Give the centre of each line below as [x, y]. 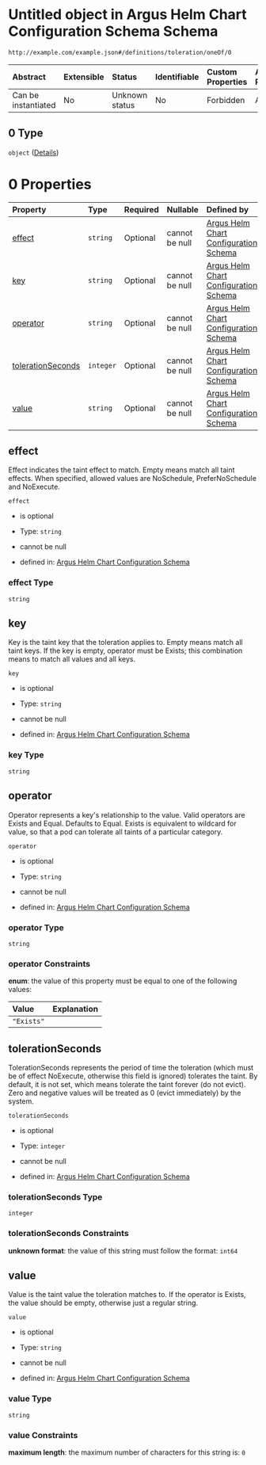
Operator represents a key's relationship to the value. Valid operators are [127, 815]
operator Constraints [49, 963]
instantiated [34, 105]
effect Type [31, 582]
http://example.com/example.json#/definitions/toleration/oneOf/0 [120, 52]
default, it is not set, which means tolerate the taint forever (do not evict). [127, 1084]
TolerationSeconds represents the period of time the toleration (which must [131, 1068]
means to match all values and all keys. [72, 659]
